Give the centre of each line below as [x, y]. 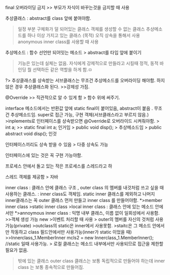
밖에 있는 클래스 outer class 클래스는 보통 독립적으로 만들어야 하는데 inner [91, 261]
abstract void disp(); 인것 [31, 134]
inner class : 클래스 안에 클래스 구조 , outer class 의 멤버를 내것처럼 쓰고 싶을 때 [84, 187]
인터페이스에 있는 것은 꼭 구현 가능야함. [44, 155]
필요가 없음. [17, 250]
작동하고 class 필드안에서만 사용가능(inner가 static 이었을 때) [71, 232]
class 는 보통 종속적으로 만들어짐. [51, 267]
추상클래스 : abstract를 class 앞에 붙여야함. [48, 18]
